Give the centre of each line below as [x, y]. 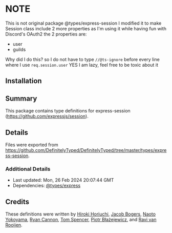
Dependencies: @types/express [47, 186]
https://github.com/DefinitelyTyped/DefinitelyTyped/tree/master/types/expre [86, 150]
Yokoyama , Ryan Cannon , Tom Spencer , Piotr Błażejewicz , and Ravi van [81, 220]
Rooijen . [14, 225]
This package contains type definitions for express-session [68, 111]
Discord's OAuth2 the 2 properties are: [46, 34]
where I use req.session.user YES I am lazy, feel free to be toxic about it [82, 65]
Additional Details [28, 169]
